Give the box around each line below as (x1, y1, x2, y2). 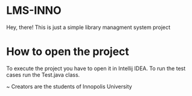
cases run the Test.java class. (6, 71, 80, 78)
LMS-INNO (6, 4, 62, 18)
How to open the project (6, 45, 130, 59)
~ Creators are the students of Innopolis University (6, 83, 132, 90)
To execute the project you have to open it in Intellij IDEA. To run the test (6, 65, 186, 72)
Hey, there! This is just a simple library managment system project (6, 24, 171, 31)
